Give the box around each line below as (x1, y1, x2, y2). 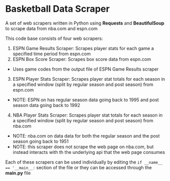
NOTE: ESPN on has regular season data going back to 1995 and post (12, 97, 159, 103)
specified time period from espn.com (12, 51, 91, 57)
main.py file (5, 170, 31, 176)
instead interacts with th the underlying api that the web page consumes (12, 149, 165, 155)
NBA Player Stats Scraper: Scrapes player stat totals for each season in (12, 112, 163, 118)
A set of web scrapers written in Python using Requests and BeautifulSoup (5, 20, 164, 26)
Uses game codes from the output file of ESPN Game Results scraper (12, 66, 159, 72)
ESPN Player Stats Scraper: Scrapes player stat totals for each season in (12, 76, 165, 82)
